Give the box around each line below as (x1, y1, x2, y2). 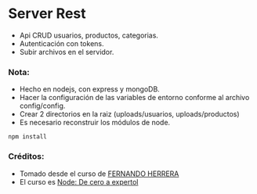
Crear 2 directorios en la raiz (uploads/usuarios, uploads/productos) (19, 110, 241, 119)
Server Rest (8, 5, 86, 23)
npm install (8, 133, 47, 141)
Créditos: (8, 151, 45, 162)
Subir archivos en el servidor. (19, 47, 114, 56)
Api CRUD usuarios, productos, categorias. (19, 31, 159, 40)
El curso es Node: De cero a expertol (19, 177, 139, 186)
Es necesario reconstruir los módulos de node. (19, 118, 171, 128)
